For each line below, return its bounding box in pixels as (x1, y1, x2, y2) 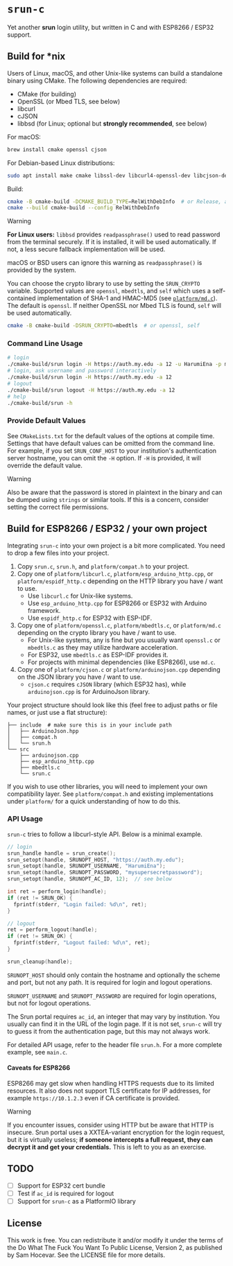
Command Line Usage (7, 339, 83, 349)
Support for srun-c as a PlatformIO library (17, 1197, 137, 1205)
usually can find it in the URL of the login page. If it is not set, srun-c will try (7, 1019, 222, 1028)
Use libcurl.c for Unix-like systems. (27, 591, 133, 600)
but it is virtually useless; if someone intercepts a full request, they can (7, 1136, 214, 1144)
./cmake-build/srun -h (7, 399, 73, 406)
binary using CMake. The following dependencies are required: (7, 76, 187, 85)
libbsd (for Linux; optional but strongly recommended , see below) (17, 119, 207, 128)
